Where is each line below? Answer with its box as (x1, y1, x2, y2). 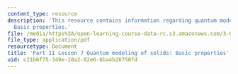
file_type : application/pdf (7, 37, 91, 44)
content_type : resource (7, 10, 78, 18)
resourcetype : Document (7, 43, 78, 50)
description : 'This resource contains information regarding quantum (7, 17, 217, 24)
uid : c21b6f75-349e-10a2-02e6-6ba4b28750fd (7, 56, 138, 63)
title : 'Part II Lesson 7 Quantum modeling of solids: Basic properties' (7, 50, 230, 57)
